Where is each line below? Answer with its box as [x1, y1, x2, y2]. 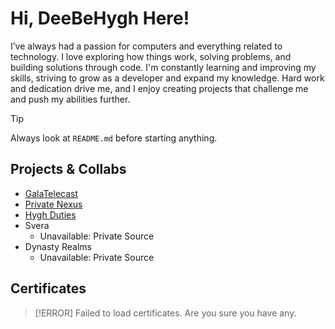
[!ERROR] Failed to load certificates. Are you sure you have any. [34, 307, 297, 319]
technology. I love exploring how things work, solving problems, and [10, 50, 292, 62]
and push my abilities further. [10, 93, 131, 105]
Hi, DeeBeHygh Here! [10, 7, 190, 30]
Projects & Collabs [10, 161, 127, 178]
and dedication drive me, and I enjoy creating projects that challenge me [10, 82, 309, 94]
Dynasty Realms [24, 240, 92, 252]
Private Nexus [24, 198, 83, 210]
